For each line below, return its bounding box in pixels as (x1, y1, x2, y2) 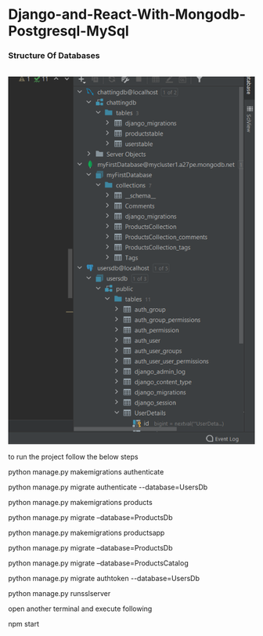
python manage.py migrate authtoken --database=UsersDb (8, 574, 200, 583)
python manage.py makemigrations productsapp (8, 528, 165, 538)
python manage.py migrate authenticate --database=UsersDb (8, 482, 208, 492)
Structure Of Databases (8, 50, 100, 61)
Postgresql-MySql (8, 22, 129, 40)
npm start (8, 620, 40, 629)
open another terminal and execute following (8, 604, 153, 613)
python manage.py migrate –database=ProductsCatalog (8, 558, 189, 568)
